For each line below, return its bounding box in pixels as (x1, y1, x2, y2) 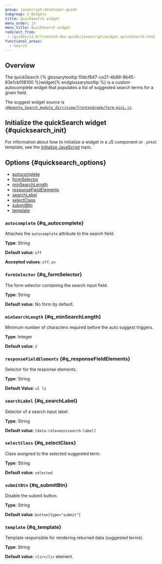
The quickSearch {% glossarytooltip (5, 74, 78, 80)
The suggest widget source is (5, 99, 65, 105)
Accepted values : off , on (5, 259, 56, 265)
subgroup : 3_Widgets (5, 12, 47, 17)
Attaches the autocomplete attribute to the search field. (5, 231, 115, 237)
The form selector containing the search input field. (5, 282, 108, 288)
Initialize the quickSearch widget (5, 118, 107, 127)
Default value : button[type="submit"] (5, 512, 81, 518)
